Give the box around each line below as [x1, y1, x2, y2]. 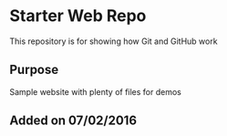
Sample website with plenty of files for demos [9, 86, 182, 97]
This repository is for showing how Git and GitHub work [9, 36, 218, 47]
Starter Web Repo [9, 5, 147, 26]
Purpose [9, 62, 59, 78]
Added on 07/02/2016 [9, 113, 138, 129]
